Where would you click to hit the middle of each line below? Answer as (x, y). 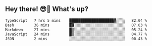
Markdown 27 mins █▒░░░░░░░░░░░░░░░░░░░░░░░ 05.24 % (76, 30)
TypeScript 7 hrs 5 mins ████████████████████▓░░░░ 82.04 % (76, 20)
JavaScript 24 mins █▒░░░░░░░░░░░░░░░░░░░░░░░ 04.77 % (76, 34)
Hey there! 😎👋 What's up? (47, 9)
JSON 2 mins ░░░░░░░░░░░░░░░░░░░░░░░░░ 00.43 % (76, 39)
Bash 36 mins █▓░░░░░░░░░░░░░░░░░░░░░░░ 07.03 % (76, 25)
